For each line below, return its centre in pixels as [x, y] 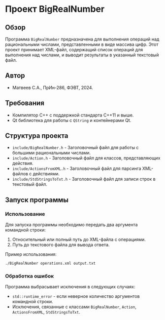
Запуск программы [37, 200]
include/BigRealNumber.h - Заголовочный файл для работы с [75, 148]
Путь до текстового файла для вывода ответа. [61, 245]
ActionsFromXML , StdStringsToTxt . [46, 312]
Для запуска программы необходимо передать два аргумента [71, 225]
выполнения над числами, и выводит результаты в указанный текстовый [82, 55]
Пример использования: [31, 254]
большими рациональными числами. [51, 153]
